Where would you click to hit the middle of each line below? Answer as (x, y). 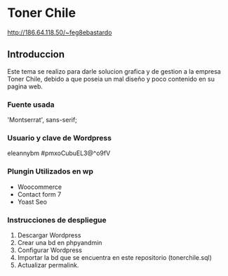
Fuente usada (31, 105)
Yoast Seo (32, 202)
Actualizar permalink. (48, 265)
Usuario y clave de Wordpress (60, 138)
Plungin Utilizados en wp (50, 171)
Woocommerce (39, 187)
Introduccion (36, 54)
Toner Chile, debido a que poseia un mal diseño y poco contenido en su (111, 79)
